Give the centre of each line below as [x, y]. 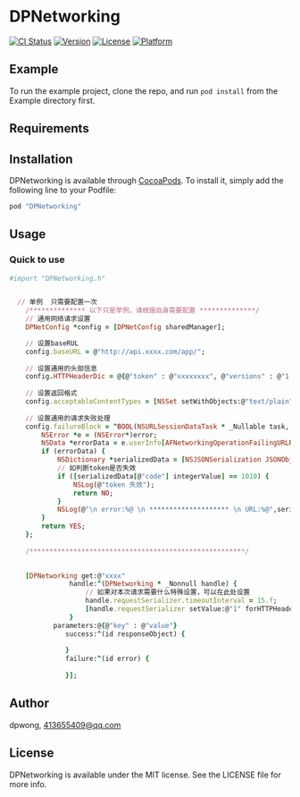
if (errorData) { [73, 452]
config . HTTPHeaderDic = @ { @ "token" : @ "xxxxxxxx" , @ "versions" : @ [153, 377]
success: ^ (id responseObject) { [125, 634]
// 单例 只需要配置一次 [58, 302]
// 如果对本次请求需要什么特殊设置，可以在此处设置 [168, 592]
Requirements [49, 128]
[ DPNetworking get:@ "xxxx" [75, 576]
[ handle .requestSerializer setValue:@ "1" [163, 609]
